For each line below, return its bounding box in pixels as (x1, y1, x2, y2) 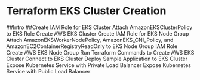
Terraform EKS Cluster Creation (6, 4, 167, 18)
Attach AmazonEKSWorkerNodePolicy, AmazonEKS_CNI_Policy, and (6, 36, 174, 43)
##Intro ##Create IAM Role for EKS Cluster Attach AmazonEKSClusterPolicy (6, 24, 193, 31)
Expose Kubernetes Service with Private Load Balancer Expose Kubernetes (6, 61, 192, 69)
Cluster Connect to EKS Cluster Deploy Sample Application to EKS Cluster (6, 55, 188, 62)
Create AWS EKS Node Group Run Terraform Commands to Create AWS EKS (6, 49, 195, 56)
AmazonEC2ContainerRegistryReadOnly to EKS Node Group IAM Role (6, 43, 178, 50)
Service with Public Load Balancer (6, 68, 91, 75)
